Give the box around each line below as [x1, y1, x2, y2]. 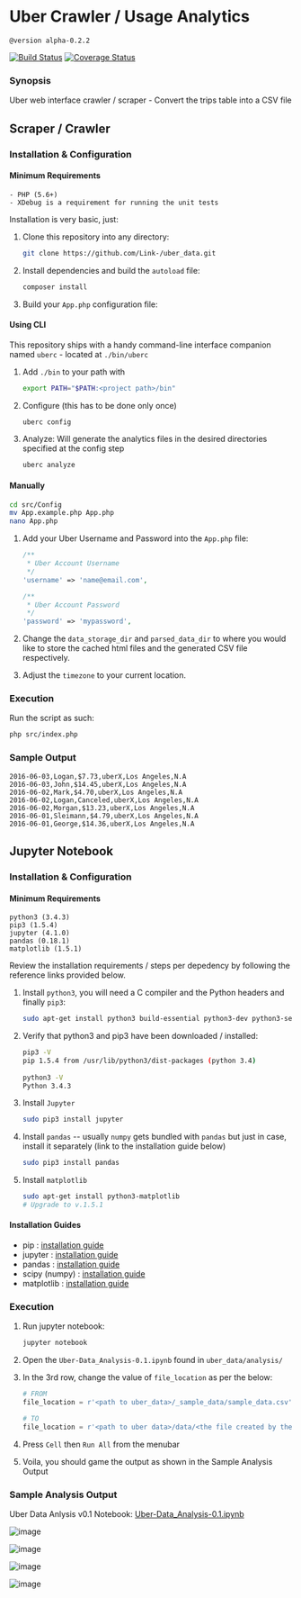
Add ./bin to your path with [22, 366, 126, 377]
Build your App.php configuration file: [22, 299, 159, 310]
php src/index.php [9, 730, 78, 739]
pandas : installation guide [22, 1259, 120, 1270]
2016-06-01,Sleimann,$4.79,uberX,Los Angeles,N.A [9, 811, 199, 820]
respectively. [22, 653, 70, 664]
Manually [9, 480, 45, 491]
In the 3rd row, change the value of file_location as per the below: [22, 1372, 273, 1383]
